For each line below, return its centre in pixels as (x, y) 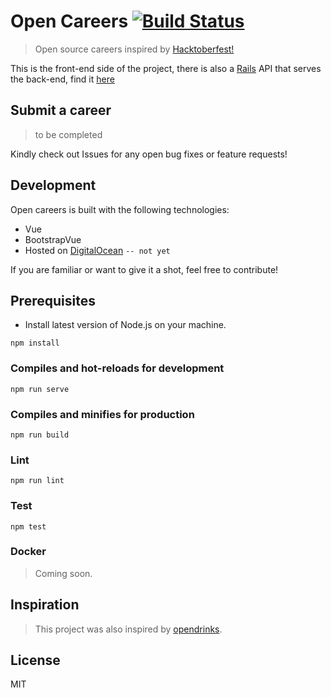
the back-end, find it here (62, 79)
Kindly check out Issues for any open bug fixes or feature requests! (149, 154)
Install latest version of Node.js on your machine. (125, 325)
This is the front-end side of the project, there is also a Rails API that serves (166, 68)
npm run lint (37, 481)
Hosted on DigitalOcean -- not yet (97, 250)
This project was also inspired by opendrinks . (128, 629)
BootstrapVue (53, 239)
